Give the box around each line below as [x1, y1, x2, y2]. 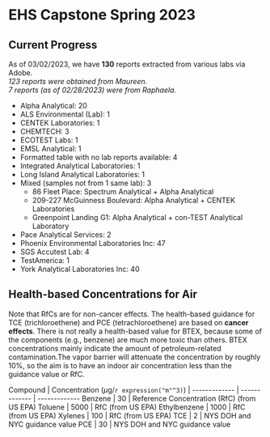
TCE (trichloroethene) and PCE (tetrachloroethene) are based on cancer [8, 317, 249, 327]
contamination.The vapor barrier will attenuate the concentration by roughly [8, 352, 261, 362]
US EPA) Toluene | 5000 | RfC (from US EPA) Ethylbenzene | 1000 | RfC [8, 402, 246, 412]
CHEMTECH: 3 [19, 127, 70, 136]
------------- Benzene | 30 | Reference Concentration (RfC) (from [37, 393, 256, 403]
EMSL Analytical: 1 [19, 144, 82, 153]
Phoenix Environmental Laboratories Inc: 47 [19, 239, 166, 248]
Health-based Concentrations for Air [8, 287, 198, 301]
